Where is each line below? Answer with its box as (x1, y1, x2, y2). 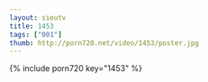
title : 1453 (9, 22, 54, 31)
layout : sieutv (9, 13, 67, 23)
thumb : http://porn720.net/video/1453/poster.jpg (9, 38, 200, 48)
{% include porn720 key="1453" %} (9, 63, 142, 74)
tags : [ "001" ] (9, 30, 63, 39)
